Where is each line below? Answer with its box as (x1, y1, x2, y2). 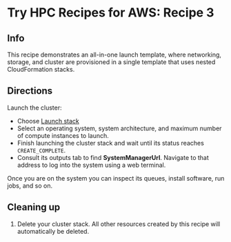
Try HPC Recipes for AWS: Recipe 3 (7, 5, 214, 21)
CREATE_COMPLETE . (17, 146, 66, 154)
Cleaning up (7, 201, 61, 213)
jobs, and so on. (7, 181, 53, 190)
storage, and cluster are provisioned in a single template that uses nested (7, 58, 216, 66)
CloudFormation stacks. (7, 65, 75, 73)
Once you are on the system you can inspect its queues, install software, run (7, 174, 225, 182)
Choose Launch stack (17, 117, 79, 125)
